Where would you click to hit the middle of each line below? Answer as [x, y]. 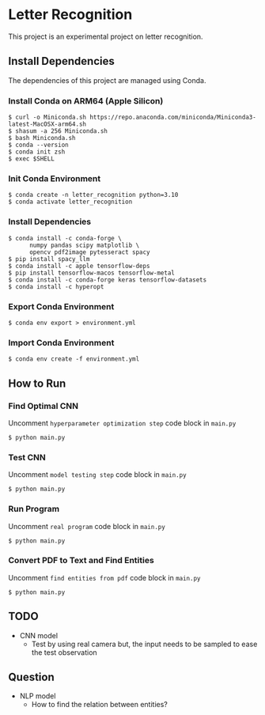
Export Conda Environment [61, 306]
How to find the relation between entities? [99, 705]
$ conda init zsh [37, 152]
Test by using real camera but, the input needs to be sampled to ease [144, 644]
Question [31, 677]
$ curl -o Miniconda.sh [47, 117]
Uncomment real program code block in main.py [87, 526]
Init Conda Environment [55, 178]
